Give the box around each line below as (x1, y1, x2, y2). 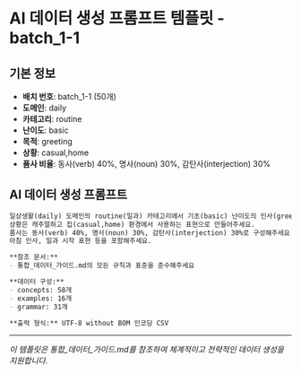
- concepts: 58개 (9, 285, 73, 294)
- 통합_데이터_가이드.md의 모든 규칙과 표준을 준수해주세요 (9, 261, 195, 270)
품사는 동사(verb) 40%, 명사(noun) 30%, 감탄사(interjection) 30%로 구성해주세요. (9, 228, 295, 238)
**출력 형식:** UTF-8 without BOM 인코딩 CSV (9, 318, 169, 327)
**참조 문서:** (9, 253, 58, 262)
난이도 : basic (21, 125, 69, 135)
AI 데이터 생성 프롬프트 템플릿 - (9, 8, 226, 29)
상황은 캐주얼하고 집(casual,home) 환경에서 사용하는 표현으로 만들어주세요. (9, 220, 255, 229)
